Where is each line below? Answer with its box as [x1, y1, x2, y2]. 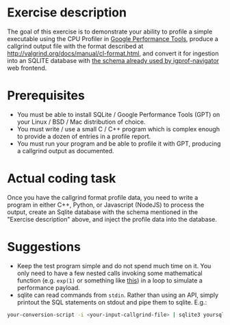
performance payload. [16, 283, 80, 291]
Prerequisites [7, 88, 86, 103]
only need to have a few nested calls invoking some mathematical [16, 269, 203, 277]
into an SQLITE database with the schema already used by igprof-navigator [7, 56, 220, 64]
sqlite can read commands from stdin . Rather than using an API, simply [16, 291, 219, 299]
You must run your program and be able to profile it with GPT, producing [16, 139, 221, 148]
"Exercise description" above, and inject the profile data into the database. [7, 215, 217, 223]
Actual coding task [7, 171, 116, 186]
